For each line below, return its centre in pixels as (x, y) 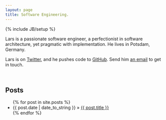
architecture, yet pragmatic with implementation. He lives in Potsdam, (78, 44)
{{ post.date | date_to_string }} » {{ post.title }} (61, 108)
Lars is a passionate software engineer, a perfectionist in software (74, 39)
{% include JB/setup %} (30, 29)
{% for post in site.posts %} (41, 102)
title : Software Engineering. (37, 15)
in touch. (14, 65)
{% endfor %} (27, 113)
